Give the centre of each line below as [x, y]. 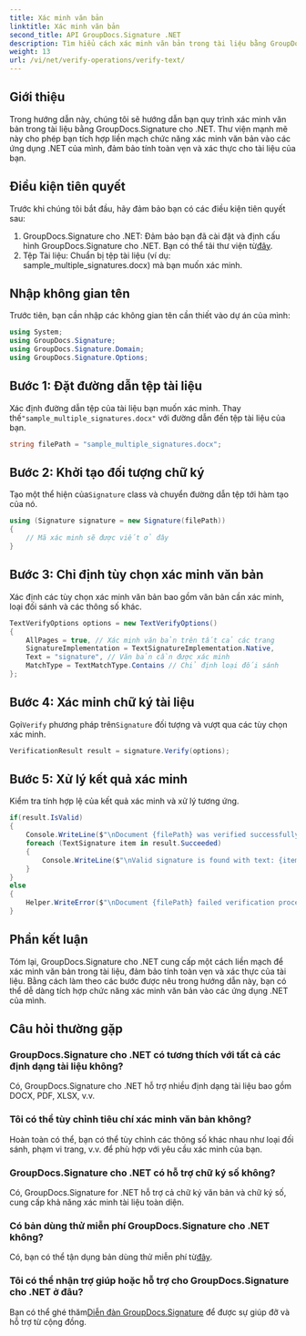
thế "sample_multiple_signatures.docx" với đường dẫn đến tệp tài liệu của [148, 418]
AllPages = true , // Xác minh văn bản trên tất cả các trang [150, 640]
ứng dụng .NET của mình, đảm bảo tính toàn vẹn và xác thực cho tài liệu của [153, 148]
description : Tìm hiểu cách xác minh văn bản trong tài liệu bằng [138, 43]
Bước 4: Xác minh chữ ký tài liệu [102, 703]
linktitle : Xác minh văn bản [65, 26]
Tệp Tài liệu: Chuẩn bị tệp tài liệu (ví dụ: [97, 255]
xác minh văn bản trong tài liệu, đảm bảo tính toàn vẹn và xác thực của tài [148, 971]
